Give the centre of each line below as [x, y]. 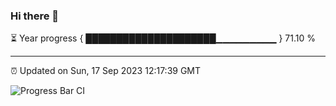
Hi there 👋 [35, 16]
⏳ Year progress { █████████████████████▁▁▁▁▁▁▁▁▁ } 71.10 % [163, 38]
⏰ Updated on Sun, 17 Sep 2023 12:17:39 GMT [106, 71]
